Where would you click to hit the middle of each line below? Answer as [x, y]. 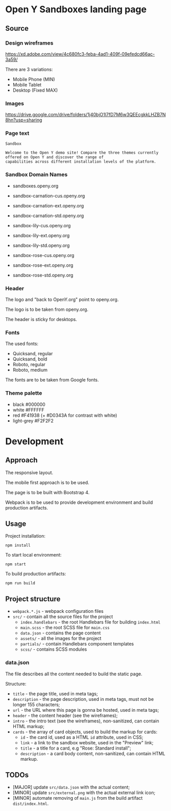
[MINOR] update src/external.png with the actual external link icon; [84, 793]
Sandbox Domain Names [36, 175]
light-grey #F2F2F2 [33, 420]
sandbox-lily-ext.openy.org [41, 235]
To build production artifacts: [36, 574]
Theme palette [24, 393]
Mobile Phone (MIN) [34, 79]
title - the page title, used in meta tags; [55, 693]
